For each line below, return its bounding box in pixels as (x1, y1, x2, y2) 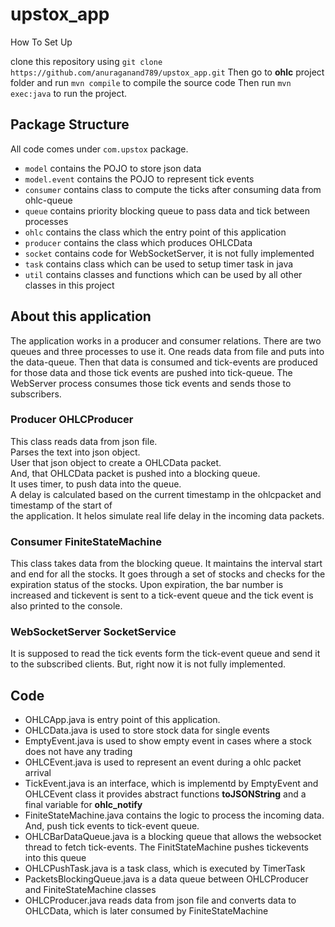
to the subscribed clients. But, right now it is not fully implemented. (10, 658, 287, 670)
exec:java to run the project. (10, 87, 128, 99)
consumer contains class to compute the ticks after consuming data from (24, 183, 322, 195)
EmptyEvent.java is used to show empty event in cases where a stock (24, 735, 312, 747)
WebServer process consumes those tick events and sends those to (10, 377, 292, 389)
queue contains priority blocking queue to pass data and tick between (24, 204, 311, 217)
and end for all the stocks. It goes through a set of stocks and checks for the (10, 568, 326, 580)
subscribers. (10, 388, 62, 400)
